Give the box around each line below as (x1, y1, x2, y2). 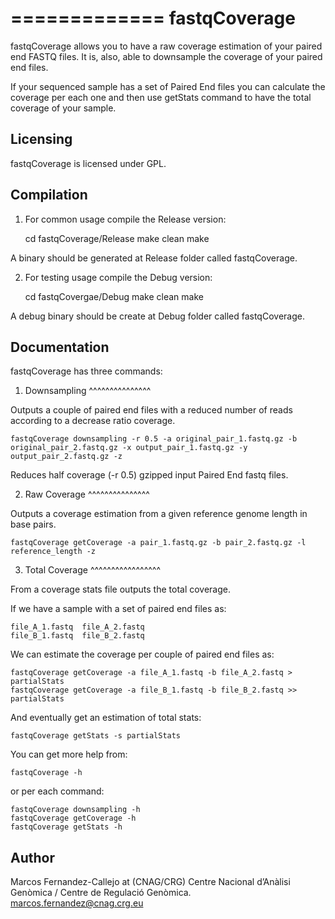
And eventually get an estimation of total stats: (10, 712, 202, 724)
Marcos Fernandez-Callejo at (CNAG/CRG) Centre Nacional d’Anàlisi (10, 876, 291, 888)
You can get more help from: (10, 748, 128, 761)
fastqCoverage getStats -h (10, 822, 123, 832)
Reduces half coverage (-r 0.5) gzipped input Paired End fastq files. (10, 469, 289, 481)
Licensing (10, 131, 73, 148)
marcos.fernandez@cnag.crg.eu (10, 897, 144, 909)
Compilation (10, 187, 88, 204)
